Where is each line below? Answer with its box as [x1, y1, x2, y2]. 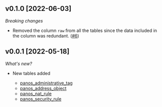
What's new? [5, 60, 33, 66]
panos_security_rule [20, 95, 62, 102]
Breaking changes [5, 17, 43, 23]
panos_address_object [20, 85, 67, 91]
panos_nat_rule [20, 90, 52, 96]
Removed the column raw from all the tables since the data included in [12, 27, 157, 33]
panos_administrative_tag [20, 80, 73, 86]
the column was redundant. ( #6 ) [12, 32, 79, 38]
